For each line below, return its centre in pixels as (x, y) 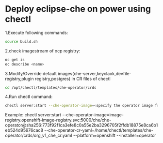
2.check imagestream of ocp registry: (43, 51)
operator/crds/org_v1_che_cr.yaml (39, 135)
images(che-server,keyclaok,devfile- (95, 73)
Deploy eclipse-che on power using (78, 9)
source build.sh (21, 41)
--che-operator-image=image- (93, 115)
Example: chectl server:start (33, 115)
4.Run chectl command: (29, 97)
